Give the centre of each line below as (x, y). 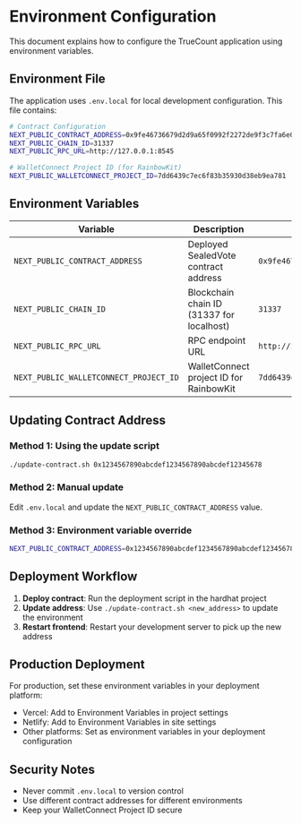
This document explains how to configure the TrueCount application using (146, 41)
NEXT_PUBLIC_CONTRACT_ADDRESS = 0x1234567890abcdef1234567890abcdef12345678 (152, 548)
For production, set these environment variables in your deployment (134, 686)
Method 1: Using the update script (84, 446)
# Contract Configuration (57, 126)
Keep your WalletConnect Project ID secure (102, 810)
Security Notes (52, 769)
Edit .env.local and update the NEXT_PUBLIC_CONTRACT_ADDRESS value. (136, 507)
